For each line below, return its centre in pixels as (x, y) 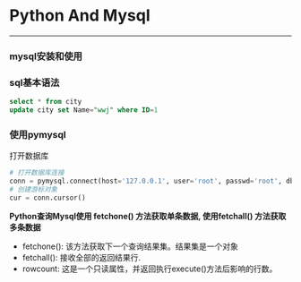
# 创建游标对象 (34, 189)
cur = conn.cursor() (48, 198)
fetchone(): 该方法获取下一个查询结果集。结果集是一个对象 (130, 246)
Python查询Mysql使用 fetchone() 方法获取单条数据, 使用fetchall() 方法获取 (148, 216)
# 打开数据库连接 (37, 173)
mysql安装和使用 (46, 56)
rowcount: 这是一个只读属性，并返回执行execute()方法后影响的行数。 (150, 269)
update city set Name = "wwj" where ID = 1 (84, 110)
